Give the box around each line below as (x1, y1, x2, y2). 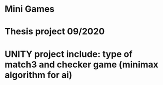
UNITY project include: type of (4, 48, 133, 59)
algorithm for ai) (4, 69, 72, 81)
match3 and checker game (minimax (4, 59, 159, 70)
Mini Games (4, 3, 55, 15)
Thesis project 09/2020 (4, 26, 105, 37)
